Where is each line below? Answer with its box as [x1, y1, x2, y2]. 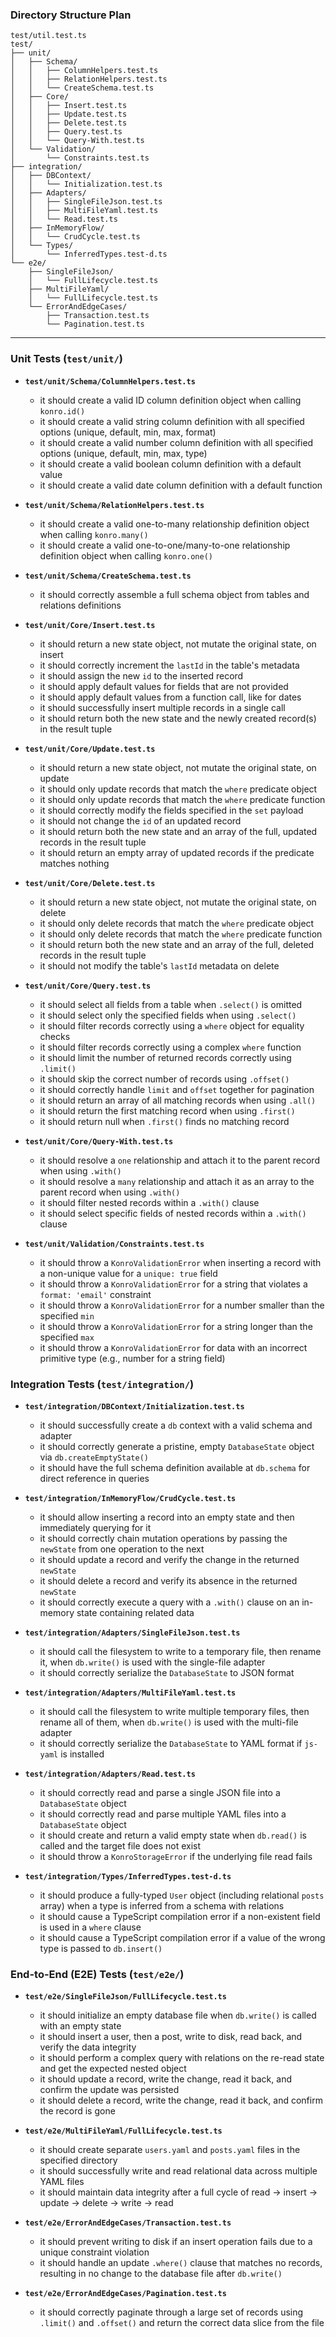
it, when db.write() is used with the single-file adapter [39, 1656, 266, 1668]
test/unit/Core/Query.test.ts [24, 981, 152, 991]
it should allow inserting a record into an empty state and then [39, 1511, 295, 1523]
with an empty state [39, 2020, 122, 2032]
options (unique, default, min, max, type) [39, 447, 208, 459]
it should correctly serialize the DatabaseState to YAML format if [39, 1737, 303, 1749]
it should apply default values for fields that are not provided [39, 680, 289, 692]
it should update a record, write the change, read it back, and [39, 2073, 292, 2085]
